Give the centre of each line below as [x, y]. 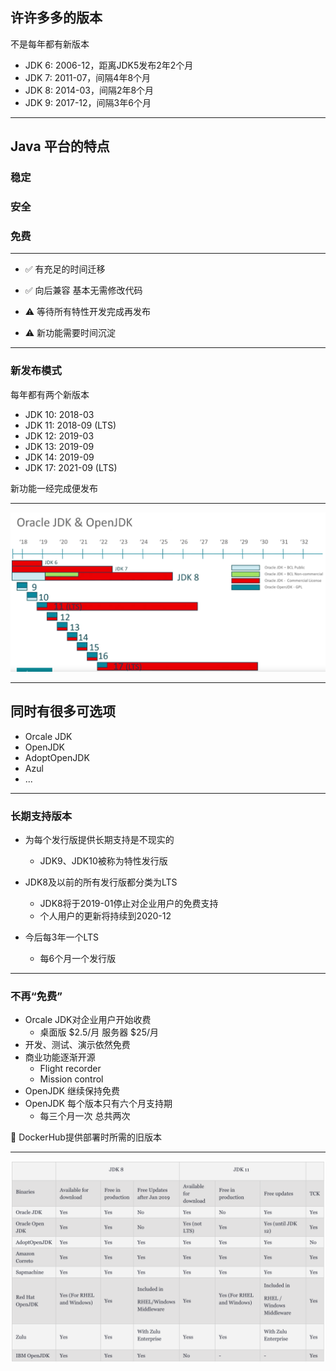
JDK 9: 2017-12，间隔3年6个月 [88, 102]
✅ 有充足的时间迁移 [65, 269]
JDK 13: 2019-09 [59, 446]
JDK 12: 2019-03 [59, 435]
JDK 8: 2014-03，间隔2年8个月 [89, 90]
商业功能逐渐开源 [60, 1057]
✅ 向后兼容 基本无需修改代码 [83, 290]
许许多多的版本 [56, 18]
